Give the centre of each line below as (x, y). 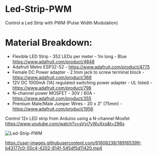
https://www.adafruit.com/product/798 (52, 88)
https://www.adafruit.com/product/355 (52, 98)
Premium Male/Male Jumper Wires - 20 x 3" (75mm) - (67, 103)
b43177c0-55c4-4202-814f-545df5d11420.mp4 (54, 148)
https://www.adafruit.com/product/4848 (53, 61)
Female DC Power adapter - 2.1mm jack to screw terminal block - (78, 72)
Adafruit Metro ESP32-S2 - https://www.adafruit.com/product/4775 (81, 67)
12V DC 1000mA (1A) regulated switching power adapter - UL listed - (82, 82)
